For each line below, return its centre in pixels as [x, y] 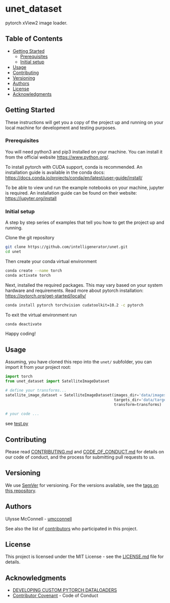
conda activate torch [28, 275]
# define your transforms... [36, 390]
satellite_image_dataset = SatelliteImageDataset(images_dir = [72, 395]
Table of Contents [34, 39]
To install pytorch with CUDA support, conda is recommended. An [74, 167]
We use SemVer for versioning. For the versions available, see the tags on [82, 485]
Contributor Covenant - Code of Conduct [55, 595]
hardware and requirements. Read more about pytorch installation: [74, 290]
